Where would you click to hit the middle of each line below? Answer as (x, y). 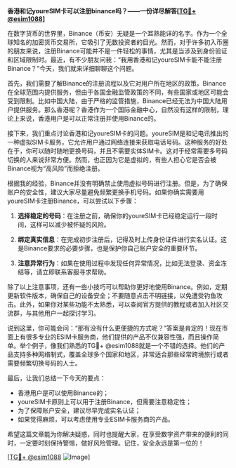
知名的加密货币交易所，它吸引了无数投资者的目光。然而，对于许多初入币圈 (121, 42)
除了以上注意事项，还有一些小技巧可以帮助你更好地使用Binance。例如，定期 (118, 287)
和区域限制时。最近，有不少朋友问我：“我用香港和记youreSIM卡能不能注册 (115, 60)
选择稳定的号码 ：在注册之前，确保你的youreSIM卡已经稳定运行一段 (114, 216)
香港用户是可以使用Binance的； (63, 393)
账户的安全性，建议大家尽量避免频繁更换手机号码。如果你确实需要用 (106, 192)
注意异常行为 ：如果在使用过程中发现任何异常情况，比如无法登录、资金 (119, 263)
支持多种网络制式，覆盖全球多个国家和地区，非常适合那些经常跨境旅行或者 (121, 354)
